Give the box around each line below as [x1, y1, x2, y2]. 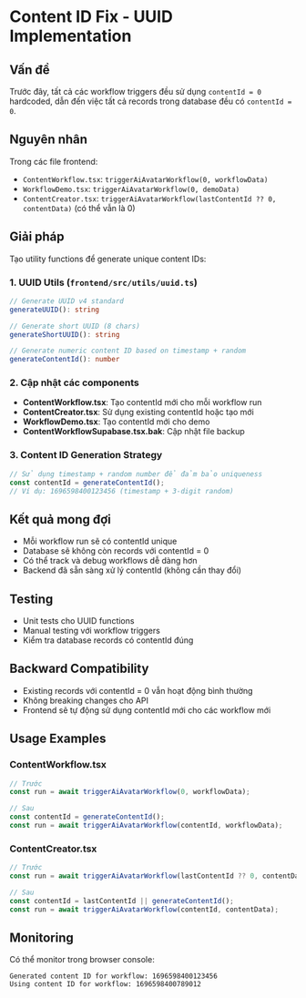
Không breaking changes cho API [22, 695, 148, 706]
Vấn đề [9, 62, 50, 77]
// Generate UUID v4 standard [9, 296, 125, 306]
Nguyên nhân [9, 132, 88, 148]
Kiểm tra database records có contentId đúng [22, 635, 194, 646]
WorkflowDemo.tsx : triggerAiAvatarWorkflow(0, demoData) [22, 183, 240, 194]
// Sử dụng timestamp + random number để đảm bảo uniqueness [9, 469, 262, 479]
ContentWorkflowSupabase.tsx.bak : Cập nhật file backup [22, 426, 246, 437]
